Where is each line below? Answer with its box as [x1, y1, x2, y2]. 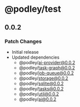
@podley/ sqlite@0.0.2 [19, 80, 64, 86]
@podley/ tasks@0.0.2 [19, 85, 64, 92]
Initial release [11, 49, 39, 55]
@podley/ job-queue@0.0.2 [19, 70, 74, 76]
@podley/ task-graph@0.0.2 [19, 65, 75, 71]
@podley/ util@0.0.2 [19, 91, 59, 97]
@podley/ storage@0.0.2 [19, 75, 68, 81]
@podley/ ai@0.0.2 [19, 96, 57, 102]
